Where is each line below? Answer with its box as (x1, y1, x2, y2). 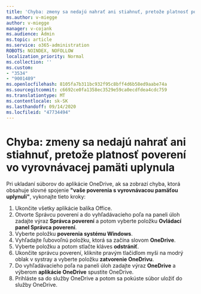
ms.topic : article (6, 37, 52, 43)
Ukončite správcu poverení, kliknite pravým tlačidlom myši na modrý (14, 250, 184, 257)
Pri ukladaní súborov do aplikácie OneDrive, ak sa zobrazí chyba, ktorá (6, 181, 181, 188)
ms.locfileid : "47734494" (6, 109, 71, 115)
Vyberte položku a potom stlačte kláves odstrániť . (14, 243, 139, 250)
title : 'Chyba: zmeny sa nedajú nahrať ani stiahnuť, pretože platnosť (6, 8, 188, 15)
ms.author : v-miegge (6, 14, 58, 20)
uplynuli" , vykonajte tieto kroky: (6, 193, 86, 200)
